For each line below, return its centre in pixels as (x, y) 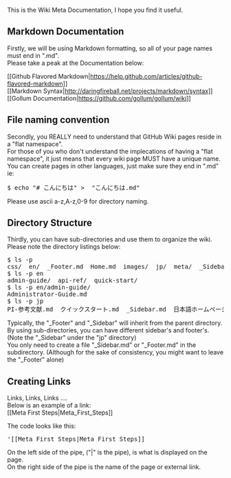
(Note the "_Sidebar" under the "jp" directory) (72, 338)
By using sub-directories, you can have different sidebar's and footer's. (108, 330)
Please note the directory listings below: (64, 247)
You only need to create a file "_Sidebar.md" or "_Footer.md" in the (102, 345)
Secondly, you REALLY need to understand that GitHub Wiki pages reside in (114, 137)
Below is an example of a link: (49, 406)
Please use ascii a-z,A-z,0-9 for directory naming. (78, 201)
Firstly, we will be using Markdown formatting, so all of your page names (110, 48)
